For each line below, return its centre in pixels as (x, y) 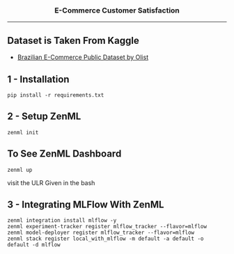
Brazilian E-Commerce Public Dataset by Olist (83, 57)
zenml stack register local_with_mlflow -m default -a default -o (106, 239)
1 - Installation (38, 79)
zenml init (23, 132)
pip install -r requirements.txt (56, 95)
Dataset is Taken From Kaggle (73, 40)
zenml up (20, 170)
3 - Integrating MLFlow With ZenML (86, 204)
